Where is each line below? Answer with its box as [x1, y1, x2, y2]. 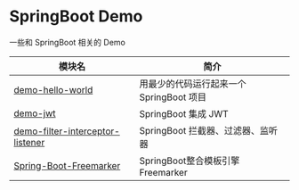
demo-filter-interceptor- [13, 125, 120, 137]
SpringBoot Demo [9, 6, 143, 27]
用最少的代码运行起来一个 [139, 78, 246, 90]
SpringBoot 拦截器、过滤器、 [139, 124, 261, 136]
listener [13, 136, 45, 148]
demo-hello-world [13, 83, 93, 95]
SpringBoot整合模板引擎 [139, 154, 240, 167]
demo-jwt [13, 107, 56, 120]
